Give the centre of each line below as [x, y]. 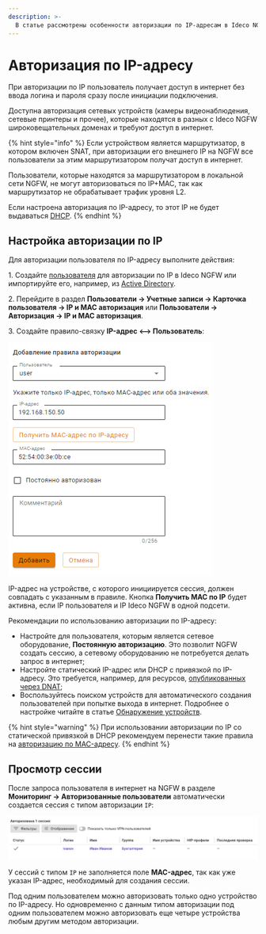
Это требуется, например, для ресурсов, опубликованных [146, 678]
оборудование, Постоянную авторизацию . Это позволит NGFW [128, 645]
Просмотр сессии [55, 769]
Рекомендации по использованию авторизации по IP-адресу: [112, 621]
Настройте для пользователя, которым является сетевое [117, 636]
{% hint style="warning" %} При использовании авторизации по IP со [125, 727]
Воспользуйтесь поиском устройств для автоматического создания [135, 695]
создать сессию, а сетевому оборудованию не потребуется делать [134, 653]
